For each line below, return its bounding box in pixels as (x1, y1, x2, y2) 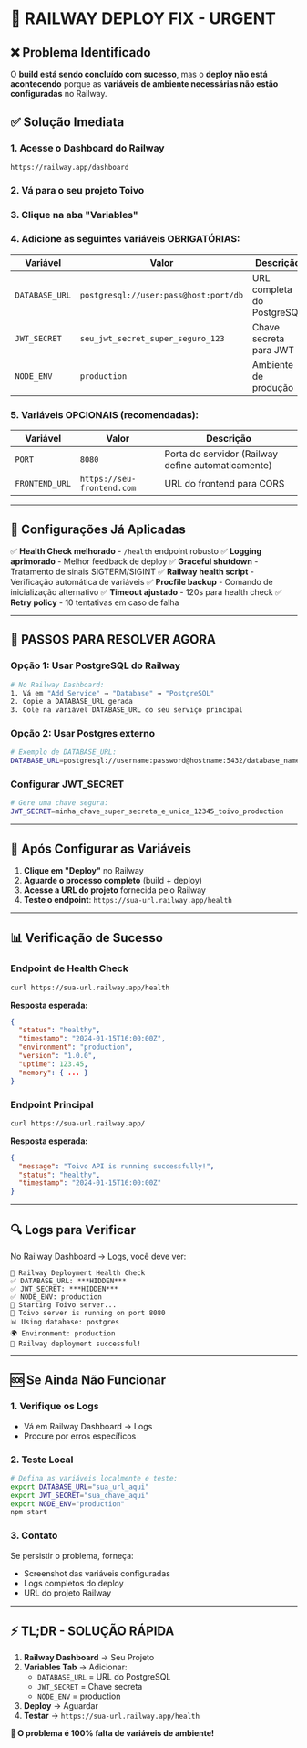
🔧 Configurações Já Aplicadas (10, 521, 186, 537)
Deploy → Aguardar (23, 1701, 98, 1711)
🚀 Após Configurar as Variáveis (10, 841, 192, 856)
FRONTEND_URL (15, 478, 72, 489)
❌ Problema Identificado (10, 45, 151, 60)
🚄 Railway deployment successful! (10, 1339, 142, 1348)
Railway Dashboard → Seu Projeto (23, 1652, 155, 1663)
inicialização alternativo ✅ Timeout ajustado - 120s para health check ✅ (10, 586, 282, 597)
